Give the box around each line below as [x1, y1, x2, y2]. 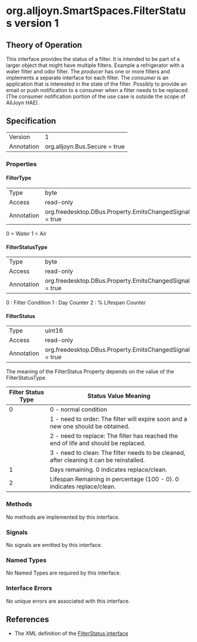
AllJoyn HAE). [6, 99, 40, 106]
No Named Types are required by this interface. [6, 569, 121, 576]
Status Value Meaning [87, 392, 151, 400]
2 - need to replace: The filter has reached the [49, 432, 178, 440]
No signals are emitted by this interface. [6, 541, 103, 548]
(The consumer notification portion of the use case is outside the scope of [6, 93, 186, 100]
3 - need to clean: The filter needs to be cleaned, [49, 449, 186, 457]
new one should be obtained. [49, 423, 130, 431]
